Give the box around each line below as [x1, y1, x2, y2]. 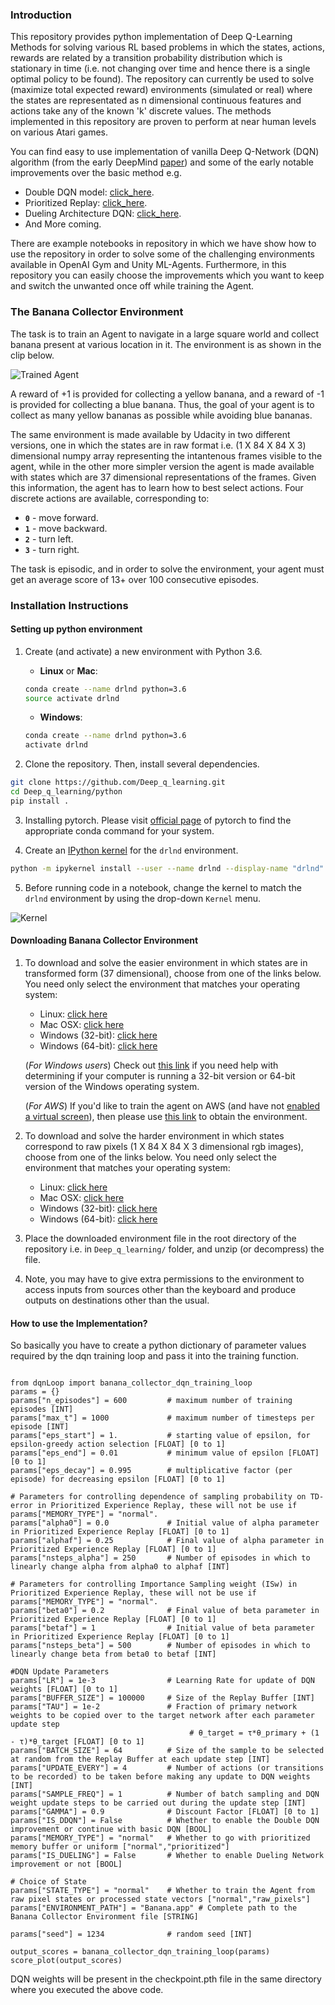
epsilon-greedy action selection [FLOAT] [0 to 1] [10, 1439, 226, 1450]
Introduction [10, 8, 72, 22]
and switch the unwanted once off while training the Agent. [10, 280, 255, 292]
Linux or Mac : [39, 664, 98, 677]
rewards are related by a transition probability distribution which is [10, 52, 283, 64]
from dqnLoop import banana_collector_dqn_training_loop [10, 1378, 253, 1388]
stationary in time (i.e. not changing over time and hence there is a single [10, 63, 311, 75]
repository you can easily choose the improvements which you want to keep [10, 269, 325, 282]
